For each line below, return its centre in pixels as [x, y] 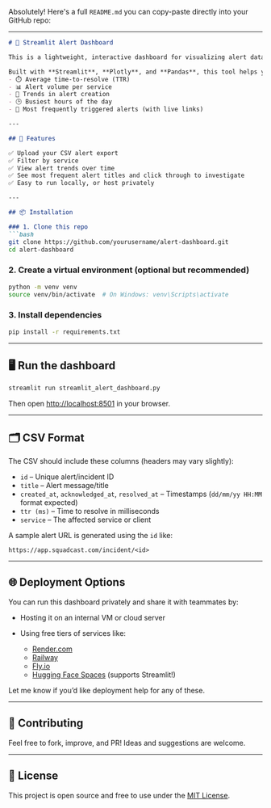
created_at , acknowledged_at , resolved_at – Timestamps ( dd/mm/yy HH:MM [141, 494]
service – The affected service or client [85, 520]
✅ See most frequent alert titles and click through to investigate [127, 176]
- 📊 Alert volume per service [60, 87]
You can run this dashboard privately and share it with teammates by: [124, 602]
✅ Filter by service [44, 161]
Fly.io [41, 666]
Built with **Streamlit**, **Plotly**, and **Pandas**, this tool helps [133, 72]
